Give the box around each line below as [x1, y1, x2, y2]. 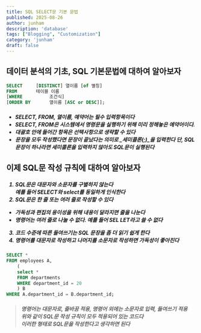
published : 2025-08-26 [6, 14, 63, 21]
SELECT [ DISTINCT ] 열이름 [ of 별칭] [6, 83, 103, 89]
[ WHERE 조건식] [6, 94, 65, 100]
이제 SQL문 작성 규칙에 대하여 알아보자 [6, 163, 141, 173]
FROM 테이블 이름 [6, 88, 60, 94]
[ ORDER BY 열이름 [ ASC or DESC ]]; [6, 100, 105, 106]
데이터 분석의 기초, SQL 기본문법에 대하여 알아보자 [6, 66, 182, 77]
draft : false [6, 43, 39, 49]
